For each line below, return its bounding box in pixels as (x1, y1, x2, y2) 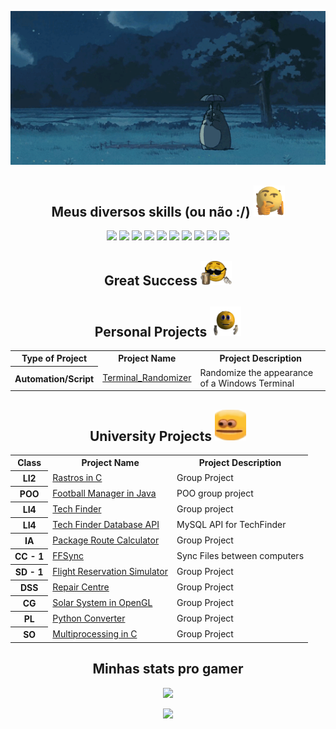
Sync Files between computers (176, 550, 305, 562)
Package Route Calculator (52, 534, 160, 546)
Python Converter (52, 612, 126, 625)
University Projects (89, 427, 213, 445)
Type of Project (21, 352, 88, 365)
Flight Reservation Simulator (52, 566, 168, 578)
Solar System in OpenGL (52, 597, 153, 609)
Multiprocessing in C (52, 628, 138, 640)
